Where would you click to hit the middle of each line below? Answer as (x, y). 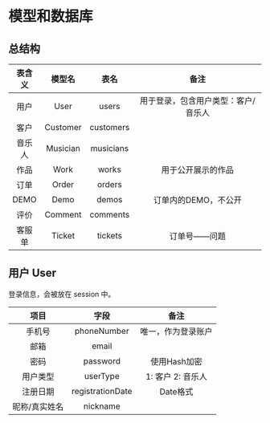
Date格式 (176, 392)
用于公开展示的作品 (198, 170)
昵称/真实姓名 (38, 406)
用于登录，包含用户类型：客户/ (197, 101)
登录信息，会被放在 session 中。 (62, 294)
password (102, 360)
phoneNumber (102, 331)
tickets (110, 236)
